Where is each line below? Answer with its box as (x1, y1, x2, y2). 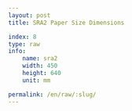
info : (8, 48, 26, 55)
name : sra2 (22, 55, 58, 63)
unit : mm (22, 76, 51, 84)
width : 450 (22, 62, 58, 70)
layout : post (8, 11, 51, 20)
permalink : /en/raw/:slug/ (8, 91, 97, 98)
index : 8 (8, 33, 37, 41)
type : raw (8, 40, 41, 48)
